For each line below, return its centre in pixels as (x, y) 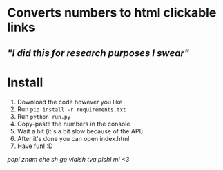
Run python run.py (44, 116)
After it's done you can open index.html (73, 138)
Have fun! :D (35, 146)
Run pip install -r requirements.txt (71, 109)
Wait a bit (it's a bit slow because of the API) (80, 131)
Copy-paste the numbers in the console (74, 124)
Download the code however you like (70, 102)
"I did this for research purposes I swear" (98, 53)
